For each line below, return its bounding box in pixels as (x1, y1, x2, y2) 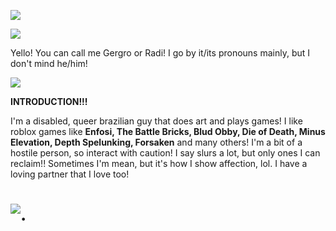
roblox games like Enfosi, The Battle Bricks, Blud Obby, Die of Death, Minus (10, 126, 326, 137)
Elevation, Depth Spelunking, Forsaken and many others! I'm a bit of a (10, 136, 303, 148)
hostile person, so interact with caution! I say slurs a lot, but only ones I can (10, 147, 321, 159)
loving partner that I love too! (10, 168, 130, 180)
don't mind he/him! (10, 58, 88, 69)
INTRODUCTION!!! (10, 96, 88, 107)
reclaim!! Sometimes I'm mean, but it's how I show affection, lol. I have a (10, 158, 308, 169)
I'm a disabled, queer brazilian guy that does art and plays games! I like (10, 115, 303, 127)
